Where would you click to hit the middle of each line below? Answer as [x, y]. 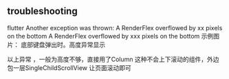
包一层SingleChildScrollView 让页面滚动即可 [69, 67]
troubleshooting [42, 11]
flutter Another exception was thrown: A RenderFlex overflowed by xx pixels [115, 27]
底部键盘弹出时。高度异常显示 [63, 45]
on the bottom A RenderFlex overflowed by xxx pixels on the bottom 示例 [110, 36]
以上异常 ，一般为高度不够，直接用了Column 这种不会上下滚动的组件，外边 [113, 59]
